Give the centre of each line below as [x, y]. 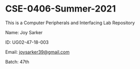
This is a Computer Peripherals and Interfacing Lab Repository [70, 23]
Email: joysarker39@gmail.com [37, 52]
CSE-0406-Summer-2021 [61, 9]
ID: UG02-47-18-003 [27, 42]
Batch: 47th [17, 61]
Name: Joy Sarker [24, 32]
